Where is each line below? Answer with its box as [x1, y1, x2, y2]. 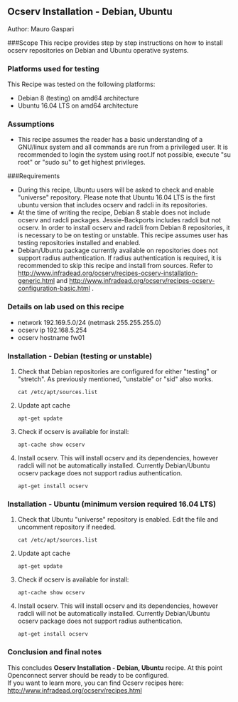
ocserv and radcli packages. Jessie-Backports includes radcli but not [17, 216, 222, 224]
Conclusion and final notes [7, 647, 102, 657]
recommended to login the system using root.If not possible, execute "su [17, 150, 231, 159]
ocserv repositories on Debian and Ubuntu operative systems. [7, 46, 190, 54]
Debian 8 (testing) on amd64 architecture [17, 94, 139, 103]
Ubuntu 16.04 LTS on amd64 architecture [17, 101, 139, 110]
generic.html [17, 277, 55, 285]
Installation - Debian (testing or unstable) [7, 351, 153, 361]
